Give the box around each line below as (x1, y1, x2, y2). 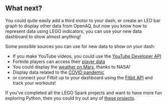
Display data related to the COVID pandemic (12, 69, 104, 75)
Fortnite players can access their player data (12, 58, 105, 65)
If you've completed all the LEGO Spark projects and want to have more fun (5, 89, 162, 95)
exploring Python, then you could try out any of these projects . (5, 95, 136, 101)
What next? (5, 4, 42, 13)
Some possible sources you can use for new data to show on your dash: (5, 43, 155, 49)
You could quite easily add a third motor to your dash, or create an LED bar (5, 17, 160, 23)
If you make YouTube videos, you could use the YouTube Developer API (12, 53, 161, 59)
